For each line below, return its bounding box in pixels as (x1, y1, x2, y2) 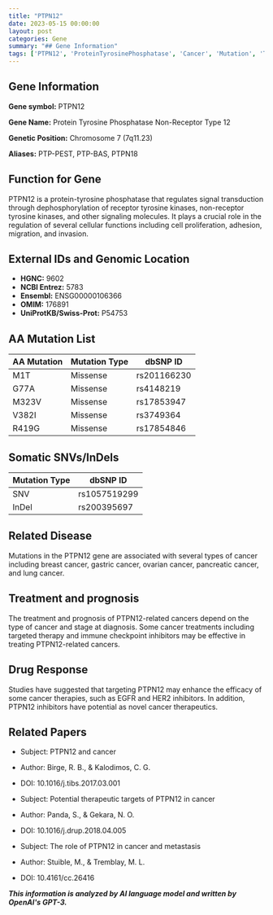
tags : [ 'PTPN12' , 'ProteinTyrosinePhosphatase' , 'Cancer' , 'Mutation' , (8, 50, 256, 58)
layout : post (8, 27, 53, 35)
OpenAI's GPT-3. (8, 897, 67, 908)
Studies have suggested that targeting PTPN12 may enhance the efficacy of (8, 685, 262, 694)
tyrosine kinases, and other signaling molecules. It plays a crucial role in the (8, 211, 262, 221)
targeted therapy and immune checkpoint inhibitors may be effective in (8, 630, 246, 640)
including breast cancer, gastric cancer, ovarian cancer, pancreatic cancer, (8, 559, 259, 569)
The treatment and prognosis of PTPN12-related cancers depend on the (8, 613, 249, 623)
